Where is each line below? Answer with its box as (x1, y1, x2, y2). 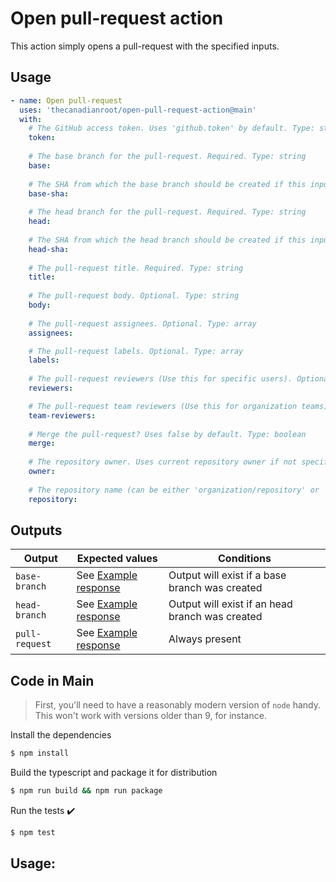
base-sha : (28, 188, 70, 199)
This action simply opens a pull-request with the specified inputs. (10, 40, 280, 52)
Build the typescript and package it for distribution (10, 767, 218, 778)
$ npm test (10, 827, 56, 837)
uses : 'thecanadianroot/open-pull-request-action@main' (19, 105, 257, 115)
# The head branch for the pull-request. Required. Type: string (28, 207, 307, 217)
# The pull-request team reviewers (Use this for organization (28, 401, 298, 411)
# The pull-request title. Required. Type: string (28, 263, 244, 273)
